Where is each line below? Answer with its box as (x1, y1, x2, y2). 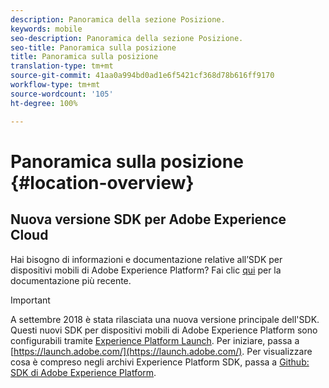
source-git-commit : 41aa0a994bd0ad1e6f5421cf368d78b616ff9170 (10, 71, 275, 81)
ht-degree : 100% (10, 98, 78, 108)
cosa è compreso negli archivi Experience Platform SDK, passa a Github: (10, 356, 310, 368)
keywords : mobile (10, 24, 83, 34)
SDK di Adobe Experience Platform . (10, 366, 157, 378)
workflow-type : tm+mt (10, 80, 101, 90)
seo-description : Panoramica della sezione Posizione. (10, 33, 244, 43)
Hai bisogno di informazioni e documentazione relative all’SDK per (10, 253, 283, 265)
